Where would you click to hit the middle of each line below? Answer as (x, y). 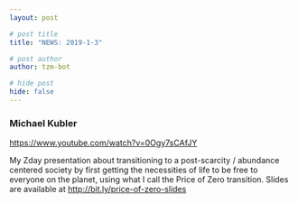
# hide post (32, 83)
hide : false (32, 92)
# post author (36, 59)
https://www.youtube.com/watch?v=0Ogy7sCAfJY (103, 143)
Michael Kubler (43, 123)
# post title (34, 34)
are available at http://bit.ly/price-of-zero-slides (98, 189)
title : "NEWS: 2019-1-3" (56, 42)
